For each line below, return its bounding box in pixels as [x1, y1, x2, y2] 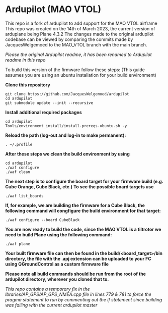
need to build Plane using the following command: [5, 231, 112, 238]
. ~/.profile [5, 142, 33, 147]
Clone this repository [5, 82, 50, 88]
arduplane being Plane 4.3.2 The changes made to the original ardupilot [5, 31, 154, 37]
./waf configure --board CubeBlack [5, 217, 80, 223]
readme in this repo [5, 57, 46, 63]
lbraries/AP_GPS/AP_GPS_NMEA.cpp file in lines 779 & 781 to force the [5, 291, 152, 297]
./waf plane [5, 241, 30, 246]
